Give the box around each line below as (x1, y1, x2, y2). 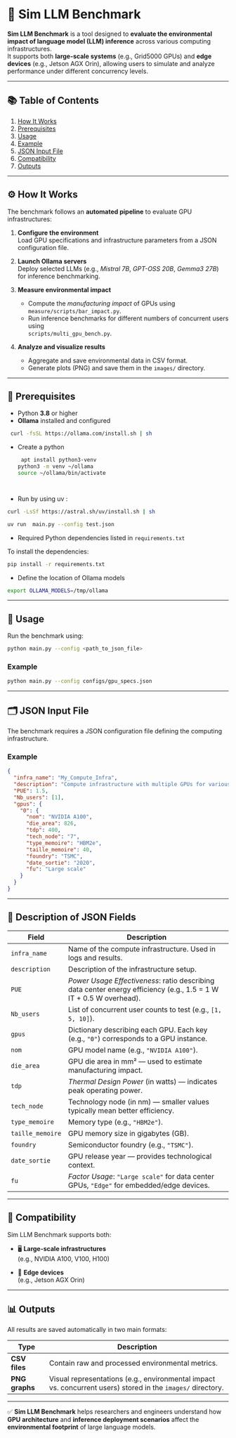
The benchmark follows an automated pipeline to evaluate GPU (7, 207, 192, 216)
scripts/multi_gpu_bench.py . (27, 329, 112, 337)
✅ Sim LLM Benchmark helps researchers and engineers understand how (7, 1408, 222, 1416)
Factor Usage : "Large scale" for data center (67, 1171, 214, 1181)
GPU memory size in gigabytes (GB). (67, 1128, 190, 1138)
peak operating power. (67, 1085, 143, 1095)
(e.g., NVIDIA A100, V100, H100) (17, 1254, 110, 1263)
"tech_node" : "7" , (25, 833, 80, 840)
